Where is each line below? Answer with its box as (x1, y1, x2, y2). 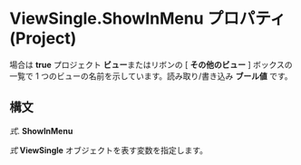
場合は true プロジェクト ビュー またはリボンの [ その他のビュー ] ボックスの (9, 59, 293, 70)
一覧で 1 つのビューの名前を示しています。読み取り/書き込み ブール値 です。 (9, 70, 293, 82)
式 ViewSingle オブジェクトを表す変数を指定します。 (9, 144, 209, 155)
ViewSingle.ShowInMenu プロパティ (9, 8, 286, 29)
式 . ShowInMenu (9, 125, 73, 136)
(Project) (9, 28, 77, 49)
